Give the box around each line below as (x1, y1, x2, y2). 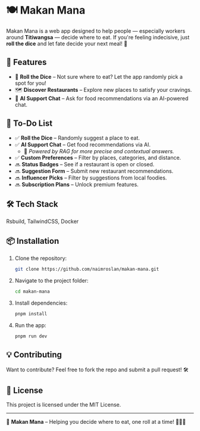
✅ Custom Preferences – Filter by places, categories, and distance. (14, 154, 182, 161)
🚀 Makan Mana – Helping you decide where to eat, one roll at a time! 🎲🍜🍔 (6, 418, 186, 426)
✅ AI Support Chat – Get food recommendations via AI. (14, 141, 151, 148)
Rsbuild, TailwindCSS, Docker (6, 218, 79, 225)
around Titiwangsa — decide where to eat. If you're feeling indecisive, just (6, 33, 190, 41)
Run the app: (14, 321, 46, 328)
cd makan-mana (14, 289, 50, 294)
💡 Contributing (6, 350, 62, 360)
